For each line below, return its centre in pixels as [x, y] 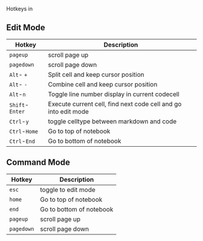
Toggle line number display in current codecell [114, 94]
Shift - [19, 104]
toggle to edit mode [68, 190]
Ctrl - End [22, 141]
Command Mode [38, 162]
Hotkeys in [20, 9]
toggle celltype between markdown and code [112, 121]
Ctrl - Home [24, 131]
